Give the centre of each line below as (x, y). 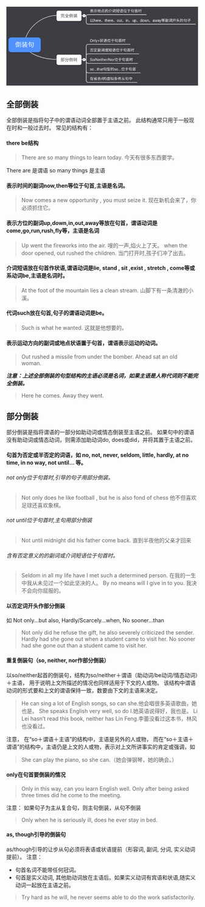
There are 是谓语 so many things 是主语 (56, 171)
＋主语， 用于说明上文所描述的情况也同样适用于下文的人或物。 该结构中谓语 (101, 683)
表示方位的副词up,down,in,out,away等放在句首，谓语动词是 (82, 222)
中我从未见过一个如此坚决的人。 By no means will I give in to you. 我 (106, 583)
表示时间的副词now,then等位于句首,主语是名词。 (68, 185)
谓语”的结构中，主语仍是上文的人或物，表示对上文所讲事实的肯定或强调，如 (101, 747)
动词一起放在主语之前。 (44, 885)
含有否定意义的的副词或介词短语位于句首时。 (62, 555)
